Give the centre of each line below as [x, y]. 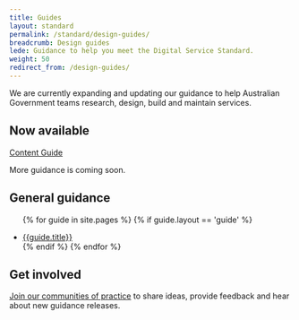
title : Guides [36, 17]
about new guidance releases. [65, 306]
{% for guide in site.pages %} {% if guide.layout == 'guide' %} [137, 220]
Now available [49, 131]
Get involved [46, 274]
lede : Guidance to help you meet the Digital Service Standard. [132, 51]
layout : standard [42, 26]
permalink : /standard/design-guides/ [80, 34]
